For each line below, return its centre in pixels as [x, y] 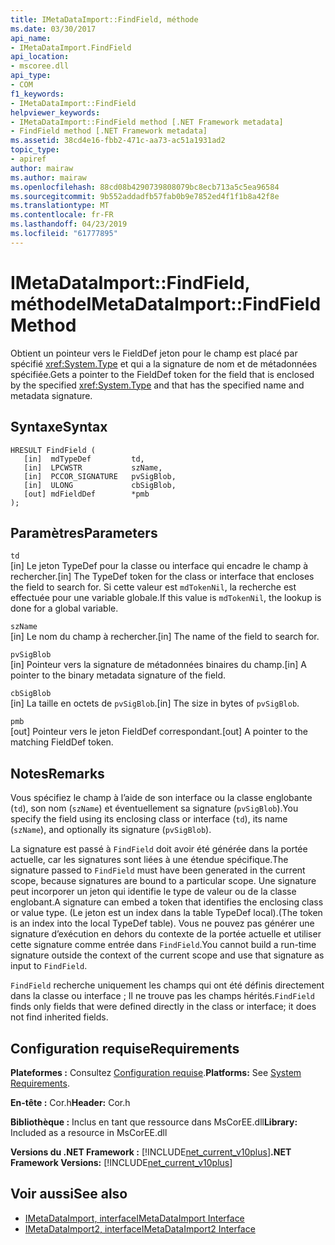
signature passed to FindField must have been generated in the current [158, 870]
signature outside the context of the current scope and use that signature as [167, 955]
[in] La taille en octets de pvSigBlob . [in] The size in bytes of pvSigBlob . [155, 703]
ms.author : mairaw [48, 177]
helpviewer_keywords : [55, 112]
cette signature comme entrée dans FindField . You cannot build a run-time [163, 945]
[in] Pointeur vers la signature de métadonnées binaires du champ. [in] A [158, 665]
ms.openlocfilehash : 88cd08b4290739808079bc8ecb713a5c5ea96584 [145, 187]
